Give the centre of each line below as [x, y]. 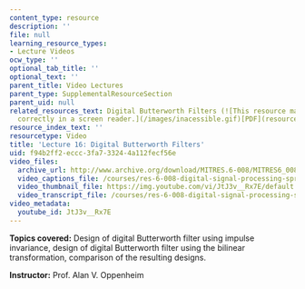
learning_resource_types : [58, 43]
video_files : [34, 161]
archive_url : [42, 170]
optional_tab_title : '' [54, 69]
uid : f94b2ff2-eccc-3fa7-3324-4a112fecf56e [93, 153]
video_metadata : [40, 204]
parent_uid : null [42, 102]
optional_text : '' [44, 77]
